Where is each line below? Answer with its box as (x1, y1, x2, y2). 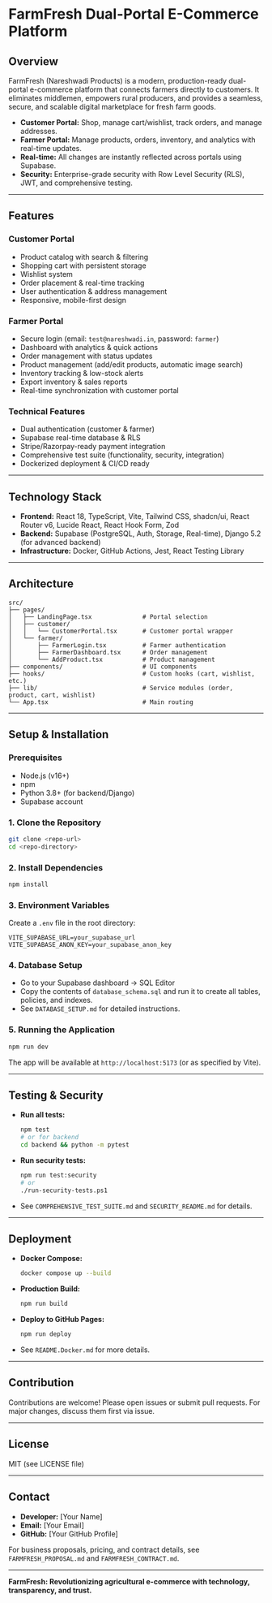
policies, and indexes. (19, 996, 93, 1005)
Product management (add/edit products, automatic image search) (19, 359, 244, 369)
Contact (8, 1490, 50, 1504)
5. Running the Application (8, 1024, 116, 1035)
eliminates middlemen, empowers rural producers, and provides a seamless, (8, 93, 263, 102)
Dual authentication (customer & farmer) (19, 424, 155, 434)
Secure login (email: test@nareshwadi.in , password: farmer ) (19, 334, 219, 343)
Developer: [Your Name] (19, 1511, 103, 1521)
